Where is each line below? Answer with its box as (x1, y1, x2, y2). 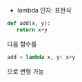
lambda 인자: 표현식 (17, 6, 72, 14)
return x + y (16, 26, 48, 33)
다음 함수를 (7, 40, 37, 48)
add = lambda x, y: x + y (7, 54, 76, 60)
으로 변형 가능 (7, 67, 45, 75)
